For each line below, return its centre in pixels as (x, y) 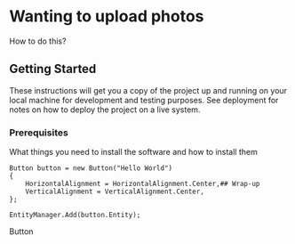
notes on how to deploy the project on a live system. (105, 110)
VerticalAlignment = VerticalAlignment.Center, (115, 192)
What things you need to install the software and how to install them (133, 152)
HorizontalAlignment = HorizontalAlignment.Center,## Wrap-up (143, 184)
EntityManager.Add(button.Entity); (75, 216)
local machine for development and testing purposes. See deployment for (144, 100)
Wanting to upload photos (107, 16)
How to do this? (38, 41)
